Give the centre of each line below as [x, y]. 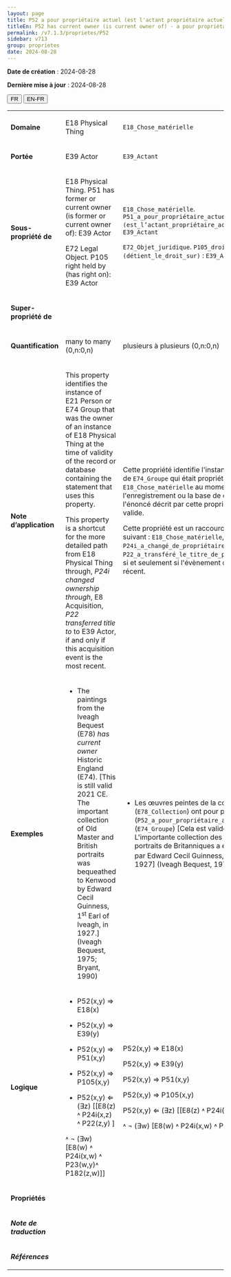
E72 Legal [81, 249]
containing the [88, 478]
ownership [82, 588]
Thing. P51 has [90, 190]
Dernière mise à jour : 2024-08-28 [57, 85]
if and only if [85, 640]
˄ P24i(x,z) [94, 1115]
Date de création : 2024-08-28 [52, 71]
